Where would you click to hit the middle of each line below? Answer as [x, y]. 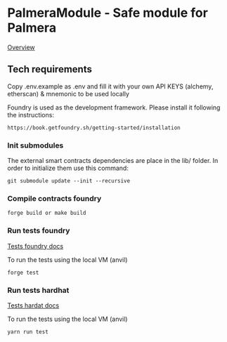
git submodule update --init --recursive [69, 181]
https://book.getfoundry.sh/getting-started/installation [94, 128]
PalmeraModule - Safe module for [108, 13]
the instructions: [31, 114]
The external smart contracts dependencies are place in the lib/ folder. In [113, 161]
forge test [23, 272]
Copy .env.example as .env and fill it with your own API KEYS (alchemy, [110, 86]
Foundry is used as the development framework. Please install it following [114, 107]
